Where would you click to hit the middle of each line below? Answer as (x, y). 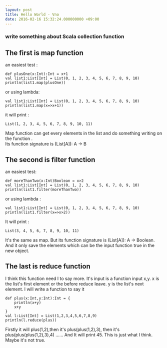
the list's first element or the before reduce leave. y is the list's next (74, 283)
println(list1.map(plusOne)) (35, 83)
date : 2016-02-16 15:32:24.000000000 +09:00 (52, 19)
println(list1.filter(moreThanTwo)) (43, 189)
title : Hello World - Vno (32, 14)
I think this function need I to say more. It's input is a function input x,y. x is (82, 278)
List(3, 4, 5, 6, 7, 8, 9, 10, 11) (42, 230)
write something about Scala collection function (65, 36)
